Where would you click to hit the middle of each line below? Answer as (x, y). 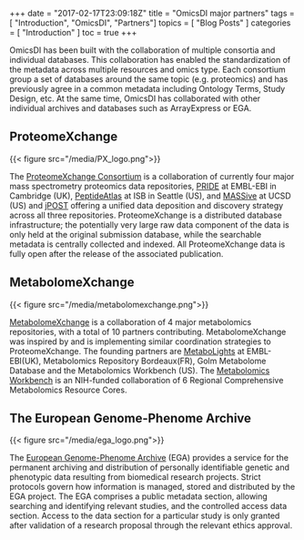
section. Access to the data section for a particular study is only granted (145, 516)
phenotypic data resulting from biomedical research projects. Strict (135, 477)
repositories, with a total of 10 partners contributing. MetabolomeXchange (148, 331)
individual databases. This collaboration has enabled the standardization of (150, 60)
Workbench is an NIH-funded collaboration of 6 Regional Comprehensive (147, 380)
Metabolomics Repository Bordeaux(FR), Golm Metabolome (155, 361)
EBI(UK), (25, 361)
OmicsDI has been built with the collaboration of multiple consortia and (142, 50)
